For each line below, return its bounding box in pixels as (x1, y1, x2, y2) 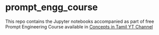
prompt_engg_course (5, 2, 98, 13)
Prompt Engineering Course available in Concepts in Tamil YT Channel (5, 23, 153, 29)
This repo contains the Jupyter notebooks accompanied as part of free (5, 18, 154, 24)
